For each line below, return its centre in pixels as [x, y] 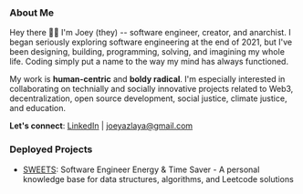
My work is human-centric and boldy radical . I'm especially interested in [147, 79]
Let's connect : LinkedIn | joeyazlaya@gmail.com [101, 126]
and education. [38, 108]
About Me [32, 13]
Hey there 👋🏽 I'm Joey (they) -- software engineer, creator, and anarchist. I [150, 33]
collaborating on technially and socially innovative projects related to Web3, [151, 89]
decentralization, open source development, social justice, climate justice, [148, 98]
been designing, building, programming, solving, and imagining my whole [147, 52]
